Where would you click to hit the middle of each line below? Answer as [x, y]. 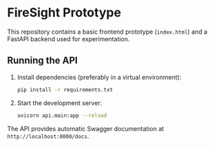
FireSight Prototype [64, 13]
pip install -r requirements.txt [65, 90]
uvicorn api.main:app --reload [62, 115]
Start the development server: [60, 103]
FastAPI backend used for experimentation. [68, 38]
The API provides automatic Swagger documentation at [86, 128]
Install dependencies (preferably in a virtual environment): [99, 77]
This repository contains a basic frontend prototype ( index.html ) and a [107, 32]
